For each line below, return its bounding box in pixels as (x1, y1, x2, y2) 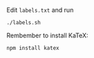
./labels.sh (6, 19, 41, 26)
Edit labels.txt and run (6, 6, 74, 14)
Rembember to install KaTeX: (6, 31, 88, 39)
